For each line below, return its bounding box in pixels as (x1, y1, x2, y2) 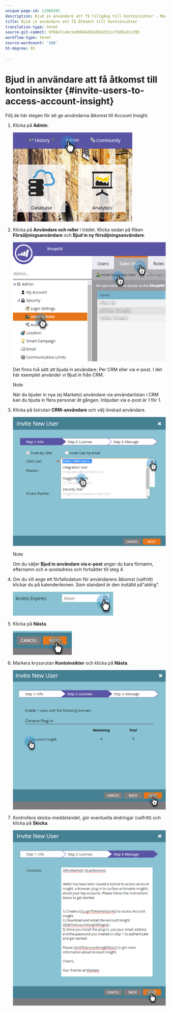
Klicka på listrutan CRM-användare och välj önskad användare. (12, 406, 146, 413)
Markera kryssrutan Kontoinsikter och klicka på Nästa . (12, 660, 129, 666)
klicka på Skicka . (12, 820, 49, 826)
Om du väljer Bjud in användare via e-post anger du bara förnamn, (12, 561, 154, 567)
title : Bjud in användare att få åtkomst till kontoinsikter (5, 19, 138, 24)
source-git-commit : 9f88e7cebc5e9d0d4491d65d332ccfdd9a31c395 (5, 30, 140, 35)
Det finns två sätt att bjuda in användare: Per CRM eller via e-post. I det (12, 366, 162, 372)
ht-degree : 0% (5, 46, 36, 51)
